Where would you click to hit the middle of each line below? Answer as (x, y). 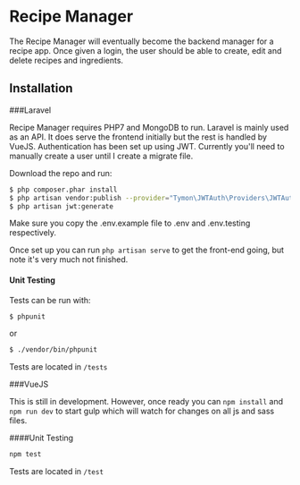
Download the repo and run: (61, 173)
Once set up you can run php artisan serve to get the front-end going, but (146, 250)
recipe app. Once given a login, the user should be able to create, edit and (146, 50)
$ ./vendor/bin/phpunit (54, 350)
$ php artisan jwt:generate (62, 206)
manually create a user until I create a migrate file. (101, 156)
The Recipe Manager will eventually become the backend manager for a (142, 41)
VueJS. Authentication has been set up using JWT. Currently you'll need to (147, 146)
